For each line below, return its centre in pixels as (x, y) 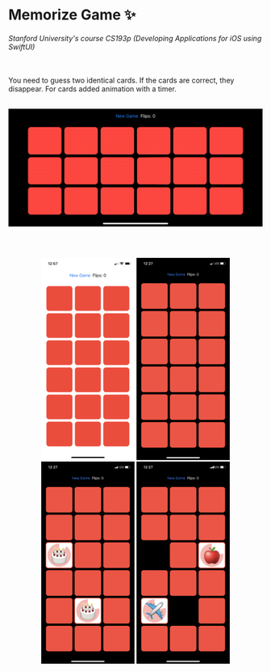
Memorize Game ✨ (72, 15)
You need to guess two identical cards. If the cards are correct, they (121, 80)
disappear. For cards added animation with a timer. (93, 89)
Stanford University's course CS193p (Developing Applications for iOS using (135, 38)
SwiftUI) (22, 47)
